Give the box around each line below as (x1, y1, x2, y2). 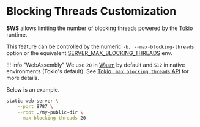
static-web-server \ (6, 98, 59, 104)
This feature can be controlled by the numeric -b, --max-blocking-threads (6, 43, 194, 50)
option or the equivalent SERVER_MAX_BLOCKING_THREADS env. (6, 49, 172, 56)
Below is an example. (6, 85, 60, 93)
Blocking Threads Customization (6, 4, 177, 18)
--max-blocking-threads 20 (17, 115, 86, 121)
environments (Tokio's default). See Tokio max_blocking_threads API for (6, 67, 190, 74)
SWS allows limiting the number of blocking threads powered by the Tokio (6, 24, 193, 32)
